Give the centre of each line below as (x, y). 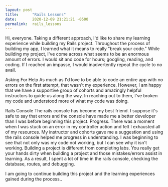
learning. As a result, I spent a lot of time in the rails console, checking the (81, 159)
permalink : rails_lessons (33, 24)
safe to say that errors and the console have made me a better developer (80, 116)
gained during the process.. (34, 179)
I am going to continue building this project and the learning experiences (80, 174)
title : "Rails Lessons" (36, 15)
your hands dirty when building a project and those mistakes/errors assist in (84, 153)
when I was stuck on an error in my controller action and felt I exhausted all (83, 127)
